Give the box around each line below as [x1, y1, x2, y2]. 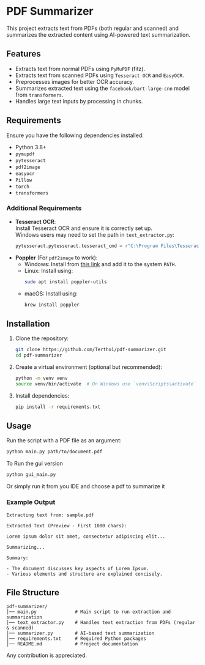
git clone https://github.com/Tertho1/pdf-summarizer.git [15, 347, 166, 353]
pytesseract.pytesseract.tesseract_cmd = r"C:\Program [15, 243, 158, 249]
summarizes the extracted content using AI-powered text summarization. [6, 31, 191, 38]
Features [6, 49, 41, 59]
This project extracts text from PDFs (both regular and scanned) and [6, 24, 179, 32]
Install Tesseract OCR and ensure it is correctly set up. [15, 225, 153, 232]
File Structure [6, 587, 59, 598]
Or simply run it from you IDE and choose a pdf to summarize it [6, 483, 165, 490]
